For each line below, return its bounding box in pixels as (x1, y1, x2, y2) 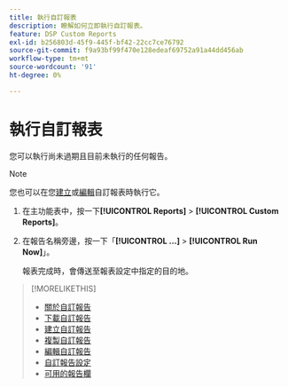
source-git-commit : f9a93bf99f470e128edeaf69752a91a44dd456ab (9, 46, 244, 55)
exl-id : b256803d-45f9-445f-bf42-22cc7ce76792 (9, 37, 184, 47)
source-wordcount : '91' (9, 63, 97, 72)
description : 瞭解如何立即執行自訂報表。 (9, 21, 147, 30)
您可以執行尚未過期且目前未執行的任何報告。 (9, 150, 173, 161)
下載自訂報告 (43, 312, 91, 323)
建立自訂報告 (43, 323, 91, 334)
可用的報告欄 (43, 367, 91, 378)
